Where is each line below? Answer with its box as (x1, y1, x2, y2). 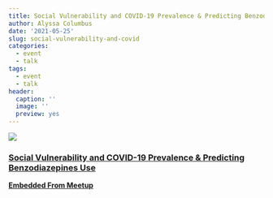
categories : (8, 42, 49, 50)
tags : (8, 65, 27, 73)
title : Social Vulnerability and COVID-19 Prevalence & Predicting (8, 11, 242, 20)
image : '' (15, 102, 49, 110)
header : (8, 87, 35, 96)
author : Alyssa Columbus (8, 19, 93, 28)
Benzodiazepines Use (8, 161, 96, 173)
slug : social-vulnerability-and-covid (8, 34, 140, 43)
